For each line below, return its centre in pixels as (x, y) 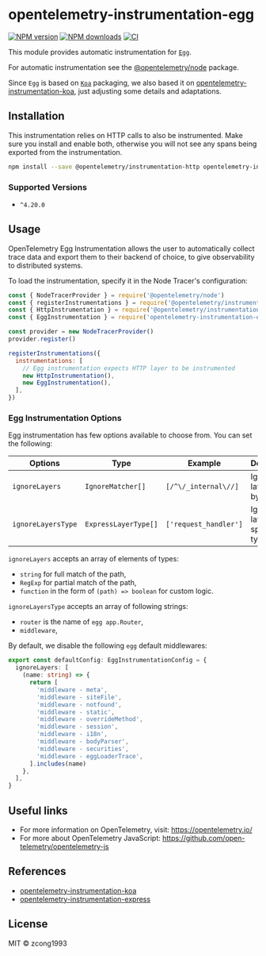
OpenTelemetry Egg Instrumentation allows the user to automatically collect (131, 249)
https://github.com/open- (203, 838)
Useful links (38, 810)
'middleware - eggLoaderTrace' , (90, 756)
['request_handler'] (204, 524)
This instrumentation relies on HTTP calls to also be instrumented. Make (126, 135)
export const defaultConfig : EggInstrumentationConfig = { (108, 661)
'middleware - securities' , (83, 749)
